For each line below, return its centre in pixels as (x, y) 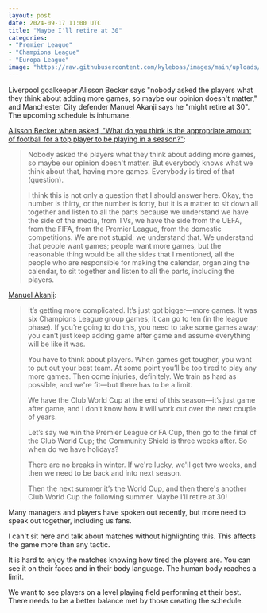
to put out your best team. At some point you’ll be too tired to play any (142, 368)
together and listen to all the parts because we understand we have (138, 212)
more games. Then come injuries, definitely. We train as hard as (132, 376)
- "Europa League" (39, 60)
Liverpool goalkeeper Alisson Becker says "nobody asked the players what (131, 90)
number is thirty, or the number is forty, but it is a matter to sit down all (143, 203)
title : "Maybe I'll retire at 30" (66, 30)
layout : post (30, 15)
